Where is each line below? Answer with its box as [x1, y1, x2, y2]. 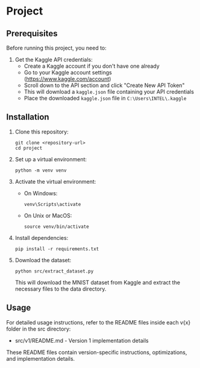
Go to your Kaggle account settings [23, 69, 113, 76]
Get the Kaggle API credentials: [14, 56, 93, 63]
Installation [6, 112, 49, 122]
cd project [14, 145, 43, 151]
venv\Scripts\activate [23, 201, 81, 207]
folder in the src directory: [6, 325, 71, 332]
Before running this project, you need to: [6, 44, 107, 51]
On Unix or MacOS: [23, 211, 72, 219]
